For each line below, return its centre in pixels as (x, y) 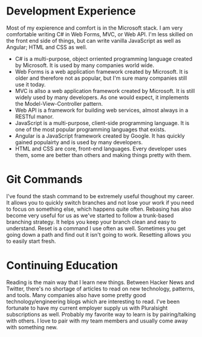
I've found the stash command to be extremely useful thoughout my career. (100, 196)
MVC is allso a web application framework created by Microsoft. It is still (105, 91)
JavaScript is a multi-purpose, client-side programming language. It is (102, 123)
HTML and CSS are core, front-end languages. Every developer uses (101, 149)
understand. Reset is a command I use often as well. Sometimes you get (96, 228)
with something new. (32, 327)
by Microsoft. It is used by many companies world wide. (85, 65)
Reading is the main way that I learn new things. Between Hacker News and (100, 282)
